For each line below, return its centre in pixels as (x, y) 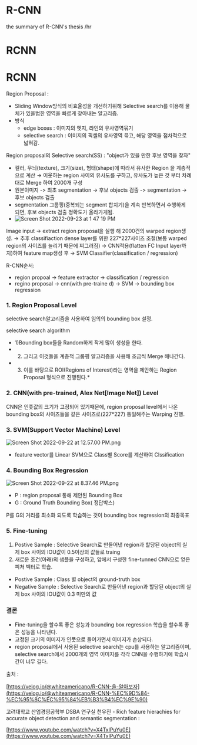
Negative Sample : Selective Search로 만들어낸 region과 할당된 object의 (100, 586)
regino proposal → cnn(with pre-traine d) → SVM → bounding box (94, 284)
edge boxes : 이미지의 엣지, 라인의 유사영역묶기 (78, 128)
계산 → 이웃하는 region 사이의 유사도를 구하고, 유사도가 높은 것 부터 (103, 175)
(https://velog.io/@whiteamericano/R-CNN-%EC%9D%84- (78, 693)
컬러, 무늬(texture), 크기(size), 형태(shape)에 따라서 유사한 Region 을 (95, 168)
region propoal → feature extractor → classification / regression (92, 277)
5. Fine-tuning (27, 531)
